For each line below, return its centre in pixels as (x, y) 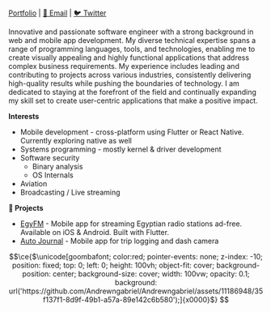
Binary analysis (57, 167)
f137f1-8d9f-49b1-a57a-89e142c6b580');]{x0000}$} (131, 299)
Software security (50, 158)
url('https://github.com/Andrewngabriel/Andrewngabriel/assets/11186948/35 (136, 291)
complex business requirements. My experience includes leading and (124, 66)
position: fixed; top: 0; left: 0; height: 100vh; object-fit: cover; (113, 265)
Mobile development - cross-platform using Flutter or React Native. (132, 132)
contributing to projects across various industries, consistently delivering (130, 75)
